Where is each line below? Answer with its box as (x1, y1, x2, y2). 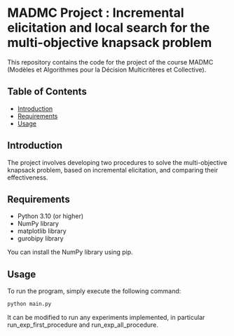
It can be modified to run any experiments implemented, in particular (7, 314, 205, 322)
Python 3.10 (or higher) (17, 212, 84, 220)
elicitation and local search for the (7, 20, 210, 36)
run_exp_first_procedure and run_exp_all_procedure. (7, 321, 159, 329)
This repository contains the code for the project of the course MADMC (7, 58, 214, 66)
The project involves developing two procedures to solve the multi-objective (7, 158, 228, 166)
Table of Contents (7, 86, 88, 98)
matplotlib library (17, 227, 67, 236)
